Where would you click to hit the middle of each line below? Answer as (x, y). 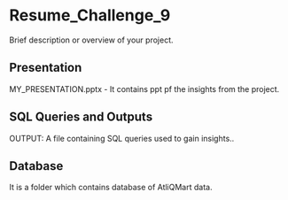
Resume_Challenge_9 (90, 15)
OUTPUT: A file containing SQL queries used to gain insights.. (122, 138)
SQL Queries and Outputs (81, 117)
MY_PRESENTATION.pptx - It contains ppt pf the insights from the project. (144, 88)
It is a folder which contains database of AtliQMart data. (111, 188)
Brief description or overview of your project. (91, 40)
